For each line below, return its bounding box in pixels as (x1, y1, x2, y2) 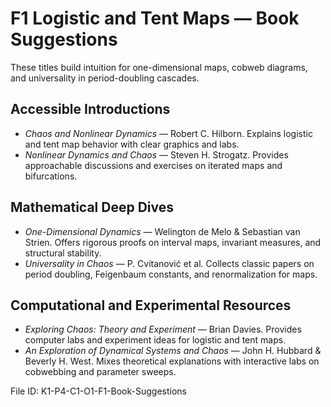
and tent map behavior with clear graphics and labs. (24, 138, 240, 150)
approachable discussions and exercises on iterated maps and (24, 159, 283, 171)
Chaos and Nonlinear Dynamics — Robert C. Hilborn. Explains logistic (24, 127, 313, 139)
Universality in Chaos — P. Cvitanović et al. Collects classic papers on (24, 257, 315, 269)
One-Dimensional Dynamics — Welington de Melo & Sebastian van (24, 225, 301, 237)
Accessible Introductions (10, 101, 171, 118)
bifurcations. (24, 170, 78, 182)
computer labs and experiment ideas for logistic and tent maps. (24, 334, 287, 346)
